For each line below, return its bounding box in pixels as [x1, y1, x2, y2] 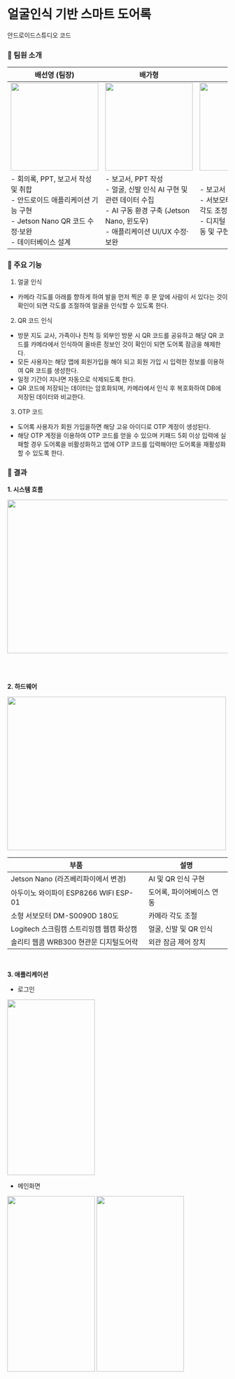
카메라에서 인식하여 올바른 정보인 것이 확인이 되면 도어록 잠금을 [30, 340, 203, 348]
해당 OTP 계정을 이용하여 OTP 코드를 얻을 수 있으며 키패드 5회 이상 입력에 [17, 431, 219, 440]
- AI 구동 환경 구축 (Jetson [105, 206, 190, 216]
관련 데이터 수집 [105, 195, 155, 205]
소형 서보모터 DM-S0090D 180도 [10, 911, 119, 921]
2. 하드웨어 [7, 682, 37, 690]
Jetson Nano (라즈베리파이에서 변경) [10, 873, 127, 883]
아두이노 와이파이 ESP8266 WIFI [10, 888, 115, 897]
